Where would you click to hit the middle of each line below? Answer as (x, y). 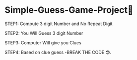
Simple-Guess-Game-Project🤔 (69, 10)
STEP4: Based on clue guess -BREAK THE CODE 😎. (58, 52)
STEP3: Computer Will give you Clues (43, 43)
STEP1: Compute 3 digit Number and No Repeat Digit (59, 24)
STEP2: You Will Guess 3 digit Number (44, 33)
